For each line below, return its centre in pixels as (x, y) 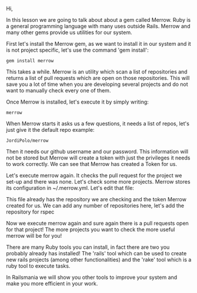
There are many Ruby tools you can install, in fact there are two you (88, 247)
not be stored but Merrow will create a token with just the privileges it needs (98, 158)
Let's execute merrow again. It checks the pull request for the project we (94, 175)
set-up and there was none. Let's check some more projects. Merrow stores (98, 182)
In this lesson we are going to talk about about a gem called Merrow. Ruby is (98, 20)
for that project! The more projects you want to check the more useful (91, 229)
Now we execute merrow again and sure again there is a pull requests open (98, 223)
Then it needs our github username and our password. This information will (97, 152)
